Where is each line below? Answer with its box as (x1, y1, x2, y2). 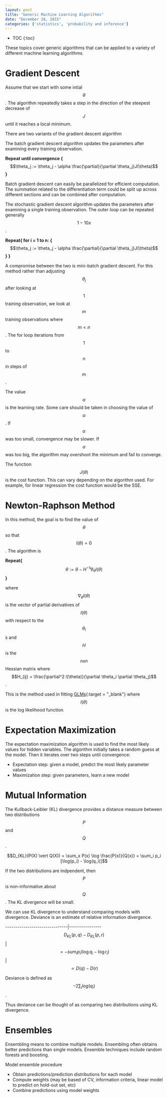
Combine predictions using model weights (12, 1087, 99, 1093)
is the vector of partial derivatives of (5, 602, 80, 608)
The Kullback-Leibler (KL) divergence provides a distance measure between (5, 806, 162, 812)
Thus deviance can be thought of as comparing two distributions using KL (5, 1002, 158, 1008)
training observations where (5, 316, 63, 322)
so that (5, 532, 20, 538)
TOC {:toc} (12, 35, 35, 41)
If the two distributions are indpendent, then (5, 868, 96, 874)
